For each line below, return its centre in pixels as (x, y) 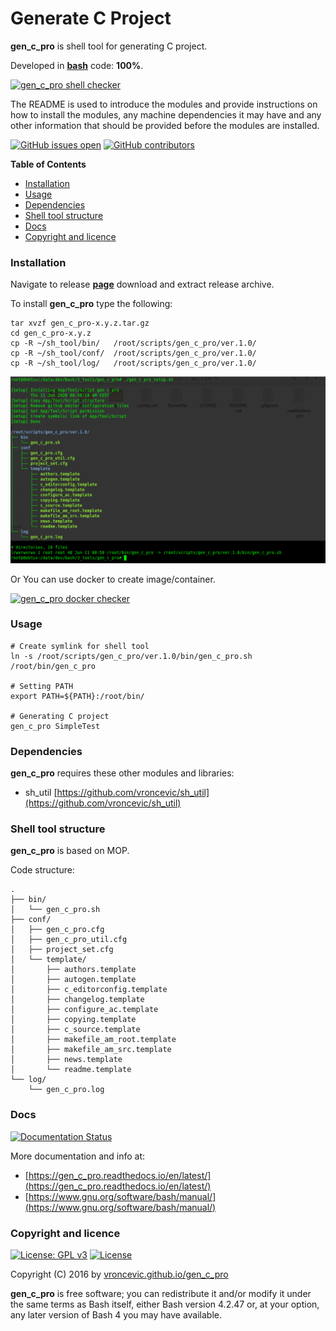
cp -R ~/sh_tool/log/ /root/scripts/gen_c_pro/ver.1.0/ (133, 363)
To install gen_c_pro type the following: (91, 304)
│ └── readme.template (71, 1070)
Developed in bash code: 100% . (77, 65)
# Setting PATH (42, 686)
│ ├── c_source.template (75, 1030)
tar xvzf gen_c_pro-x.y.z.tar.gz (80, 323)
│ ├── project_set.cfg (62, 950)
